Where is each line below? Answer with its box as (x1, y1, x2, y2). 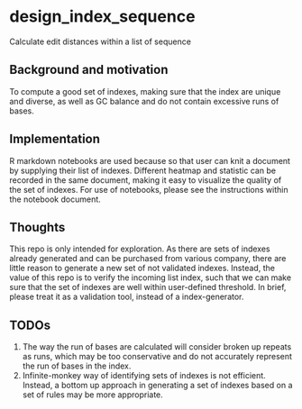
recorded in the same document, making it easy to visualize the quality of (9, 174, 282, 186)
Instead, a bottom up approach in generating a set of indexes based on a (22, 380, 293, 391)
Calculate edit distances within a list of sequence (9, 36, 192, 47)
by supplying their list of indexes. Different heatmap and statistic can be (9, 165, 277, 176)
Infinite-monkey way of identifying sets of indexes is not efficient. (22, 370, 266, 381)
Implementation (9, 132, 101, 147)
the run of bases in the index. (22, 360, 132, 371)
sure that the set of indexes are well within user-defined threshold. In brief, (9, 282, 287, 293)
